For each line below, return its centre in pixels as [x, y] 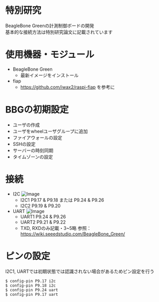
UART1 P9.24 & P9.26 [43, 217]
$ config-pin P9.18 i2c [31, 285]
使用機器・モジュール [50, 55]
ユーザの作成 [26, 125]
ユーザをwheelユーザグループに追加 [50, 131]
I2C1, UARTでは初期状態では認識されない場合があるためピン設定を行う [80, 271]
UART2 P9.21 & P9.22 [43, 222]
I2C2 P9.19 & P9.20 [40, 206]
